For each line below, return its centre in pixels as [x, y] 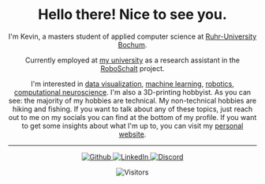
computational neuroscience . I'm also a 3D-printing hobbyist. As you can [132, 92]
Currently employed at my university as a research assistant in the [132, 60]
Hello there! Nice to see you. [132, 15]
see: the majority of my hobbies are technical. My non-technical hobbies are [132, 100]
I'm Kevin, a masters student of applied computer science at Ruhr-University [132, 36]
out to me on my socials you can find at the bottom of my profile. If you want [132, 117]
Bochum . [132, 44]
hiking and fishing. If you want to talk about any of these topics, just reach [132, 109]
